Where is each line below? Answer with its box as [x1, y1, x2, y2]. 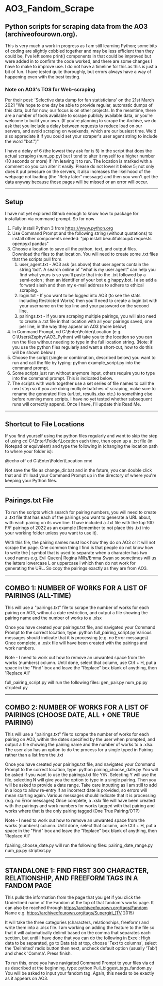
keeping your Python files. [5, 477, 57, 483]
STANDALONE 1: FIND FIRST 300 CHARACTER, [5, 866, 149, 874]
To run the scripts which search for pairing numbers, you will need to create [5, 509, 157, 515]
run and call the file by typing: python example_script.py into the [12, 360, 141, 366]
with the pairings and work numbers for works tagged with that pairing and [5, 803, 155, 809]
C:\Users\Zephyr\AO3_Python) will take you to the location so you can [12, 334, 152, 340]
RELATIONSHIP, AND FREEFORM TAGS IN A [5, 874, 138, 882]
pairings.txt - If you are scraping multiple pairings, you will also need [19, 313, 157, 319]
